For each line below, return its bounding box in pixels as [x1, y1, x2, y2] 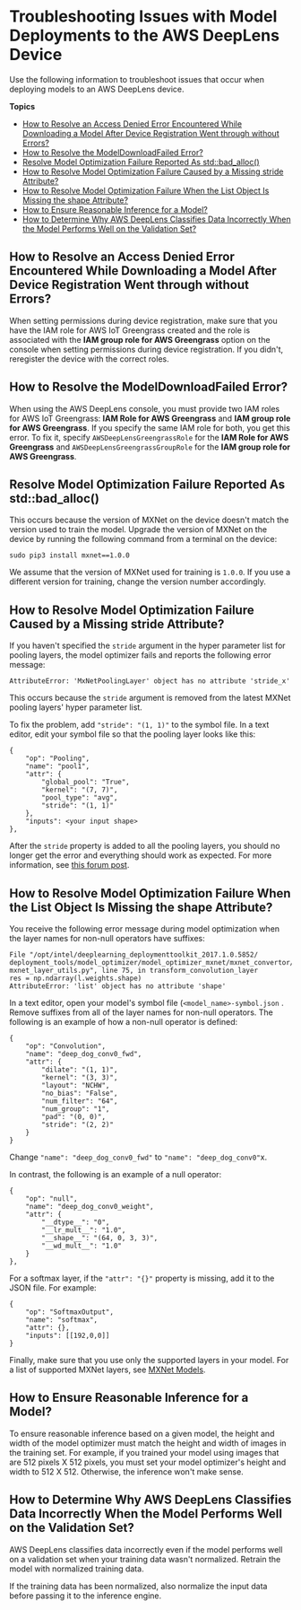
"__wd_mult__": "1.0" [41, 1241, 123, 1250]
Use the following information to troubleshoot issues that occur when [9, 74, 264, 84]
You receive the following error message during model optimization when [9, 923, 280, 934]
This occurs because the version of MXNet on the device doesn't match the [9, 514, 289, 526]
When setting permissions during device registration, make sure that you [9, 315, 278, 326]
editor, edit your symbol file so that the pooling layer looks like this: [9, 729, 256, 739]
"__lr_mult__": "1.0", [41, 1226, 126, 1235]
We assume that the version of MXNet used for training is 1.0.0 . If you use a [9, 567, 291, 578]
